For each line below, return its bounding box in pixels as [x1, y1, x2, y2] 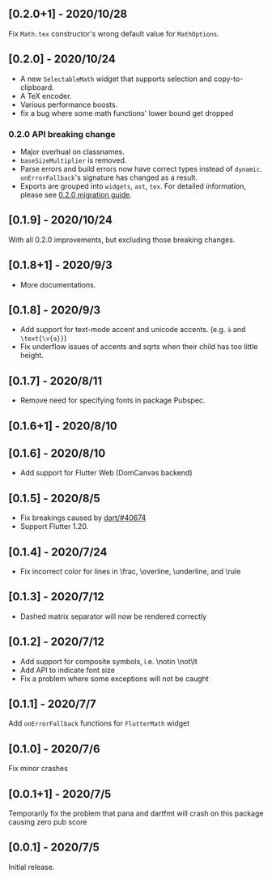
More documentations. [19, 279, 96, 289]
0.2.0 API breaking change [8, 128, 116, 139]
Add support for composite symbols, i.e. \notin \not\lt [19, 656, 198, 666]
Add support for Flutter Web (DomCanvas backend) [19, 468, 193, 478]
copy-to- [213, 74, 244, 83]
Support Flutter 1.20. [19, 522, 89, 531]
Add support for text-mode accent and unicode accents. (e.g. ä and [19, 325, 246, 335]
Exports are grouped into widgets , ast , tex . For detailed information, [19, 181, 247, 190]
